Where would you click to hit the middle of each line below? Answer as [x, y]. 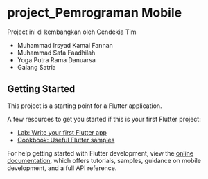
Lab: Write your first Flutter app [62, 132]
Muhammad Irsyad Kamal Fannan [65, 45]
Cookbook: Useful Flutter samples [66, 140]
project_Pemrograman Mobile [95, 13]
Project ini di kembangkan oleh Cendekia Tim [72, 32]
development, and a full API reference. [62, 168]
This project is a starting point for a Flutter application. [85, 106]
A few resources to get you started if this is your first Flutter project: [104, 119]
